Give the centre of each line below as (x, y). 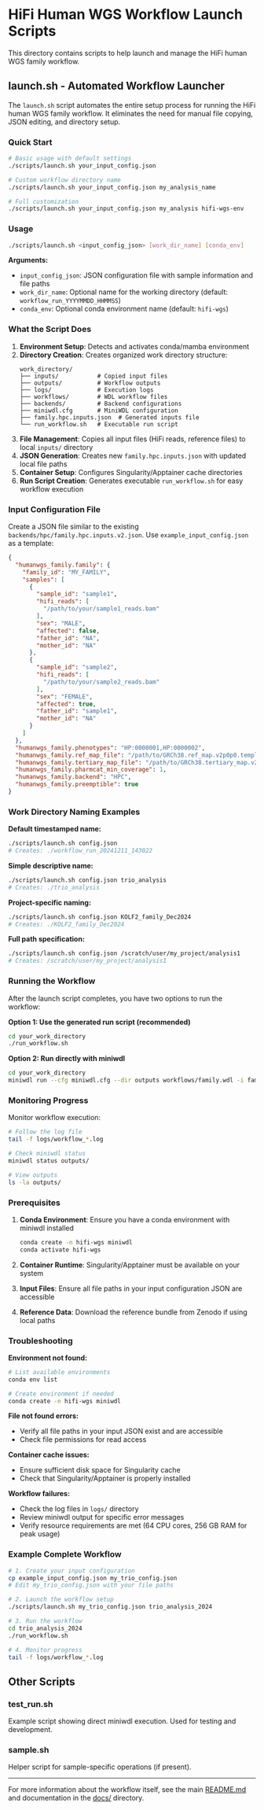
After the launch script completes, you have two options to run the (115, 998)
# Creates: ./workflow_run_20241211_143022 (81, 851)
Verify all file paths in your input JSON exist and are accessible (121, 1431)
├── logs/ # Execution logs (86, 390)
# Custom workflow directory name (65, 180)
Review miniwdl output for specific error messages (102, 1517)
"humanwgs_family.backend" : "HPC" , (73, 777)
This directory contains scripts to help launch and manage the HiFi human (128, 53)
